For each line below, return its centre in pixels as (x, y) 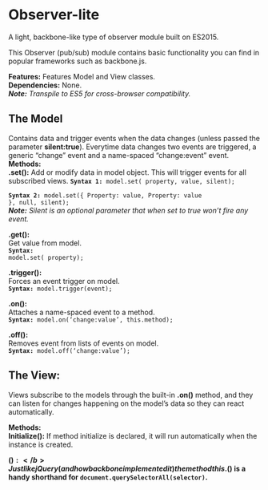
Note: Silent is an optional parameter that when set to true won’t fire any (128, 210)
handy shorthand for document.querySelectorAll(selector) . (108, 477)
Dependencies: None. (45, 85)
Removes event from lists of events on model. (84, 343)
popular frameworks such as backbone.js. (78, 61)
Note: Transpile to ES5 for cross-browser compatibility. (100, 93)
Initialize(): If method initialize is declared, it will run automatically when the (133, 435)
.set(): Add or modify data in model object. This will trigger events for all (127, 172)
